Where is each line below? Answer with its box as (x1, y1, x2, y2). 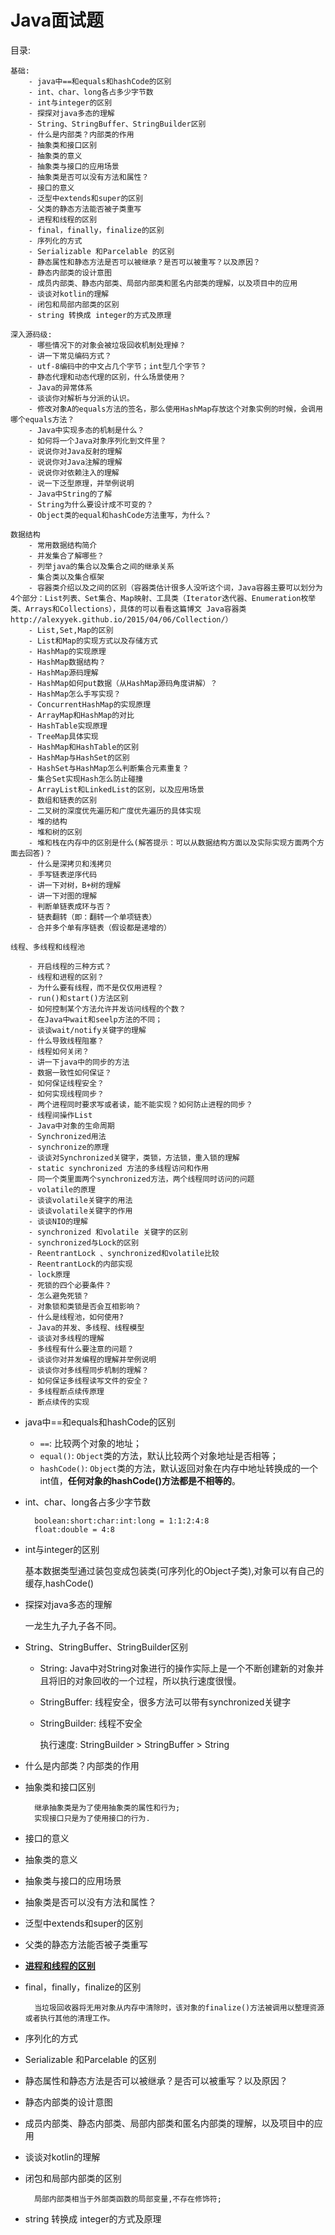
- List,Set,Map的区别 (28, 625, 114, 635)
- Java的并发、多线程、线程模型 (28, 1322, 145, 1333)
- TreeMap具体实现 (28, 731, 99, 741)
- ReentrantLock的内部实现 (28, 1259, 133, 1269)
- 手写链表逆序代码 (28, 869, 98, 880)
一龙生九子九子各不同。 (24, 1619, 122, 1631)
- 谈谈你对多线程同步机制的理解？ (28, 1365, 150, 1375)
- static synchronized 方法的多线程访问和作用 (28, 1163, 209, 1173)
